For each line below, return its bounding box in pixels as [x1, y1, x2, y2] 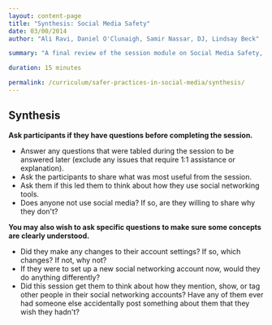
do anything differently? [19, 272, 100, 282]
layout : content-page [8, 11, 82, 20]
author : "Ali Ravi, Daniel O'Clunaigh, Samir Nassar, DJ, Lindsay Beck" [8, 34, 260, 43]
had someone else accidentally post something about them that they [19, 298, 250, 308]
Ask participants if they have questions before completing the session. [8, 130, 253, 140]
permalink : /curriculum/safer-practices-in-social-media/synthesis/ [8, 79, 245, 87]
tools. [19, 188, 39, 199]
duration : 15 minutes [8, 64, 82, 72]
